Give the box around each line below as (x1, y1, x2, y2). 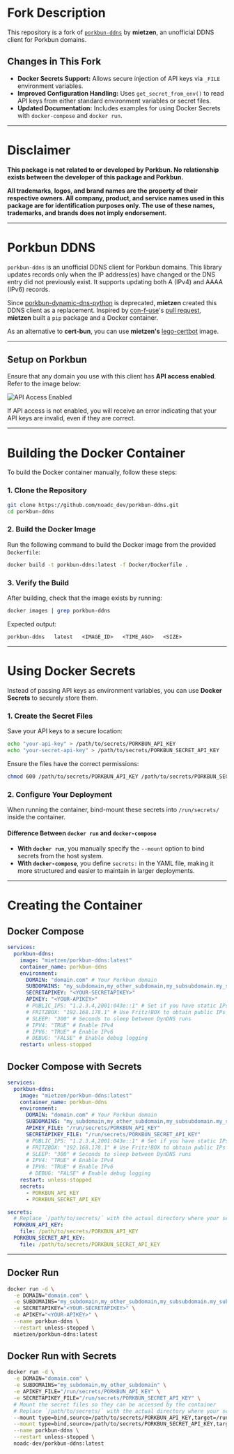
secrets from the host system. (17, 852, 104, 860)
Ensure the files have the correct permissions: (7, 759, 139, 768)
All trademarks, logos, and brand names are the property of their (7, 186, 198, 195)
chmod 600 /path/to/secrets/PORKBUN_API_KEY (7, 773, 139, 780)
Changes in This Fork (7, 56, 102, 68)
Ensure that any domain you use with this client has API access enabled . (7, 372, 217, 381)
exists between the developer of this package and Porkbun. (7, 172, 184, 181)
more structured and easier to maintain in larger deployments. (17, 867, 195, 875)
